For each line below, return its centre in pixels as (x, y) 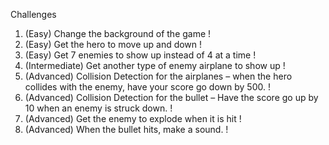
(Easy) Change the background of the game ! (118, 33)
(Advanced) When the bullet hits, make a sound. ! (126, 129)
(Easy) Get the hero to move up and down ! (113, 44)
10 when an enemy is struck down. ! (98, 108)
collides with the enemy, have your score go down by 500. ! (147, 87)
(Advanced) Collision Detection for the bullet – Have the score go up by (171, 97)
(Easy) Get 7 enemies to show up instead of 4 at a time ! (140, 55)
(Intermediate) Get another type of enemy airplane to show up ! (155, 65)
